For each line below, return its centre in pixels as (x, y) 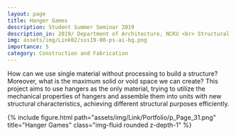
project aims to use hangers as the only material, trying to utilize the (106, 89)
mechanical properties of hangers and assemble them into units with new (114, 96)
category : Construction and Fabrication (68, 54)
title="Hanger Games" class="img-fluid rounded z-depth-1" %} (100, 125)
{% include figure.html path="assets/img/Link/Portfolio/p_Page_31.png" (112, 117)
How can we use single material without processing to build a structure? (113, 73)
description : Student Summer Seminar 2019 (71, 27)
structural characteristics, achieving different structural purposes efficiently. (118, 103)
